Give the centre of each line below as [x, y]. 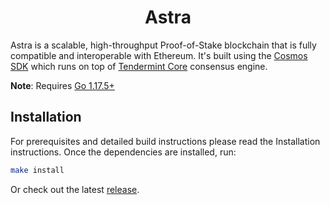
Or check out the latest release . [75, 189]
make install [37, 170]
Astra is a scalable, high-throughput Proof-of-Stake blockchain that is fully [163, 45]
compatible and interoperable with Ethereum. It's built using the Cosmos [159, 55]
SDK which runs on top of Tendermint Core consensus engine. [139, 66]
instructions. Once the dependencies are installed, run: [123, 152]
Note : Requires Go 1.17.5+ [62, 85]
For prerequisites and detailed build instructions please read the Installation [165, 141]
